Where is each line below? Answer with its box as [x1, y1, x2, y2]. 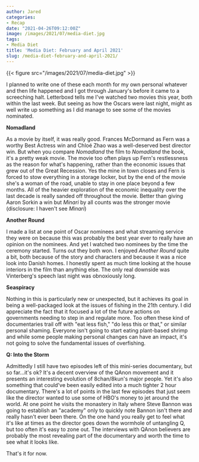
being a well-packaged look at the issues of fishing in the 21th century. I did [6, 301, 191, 309]
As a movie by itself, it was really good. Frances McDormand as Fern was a [6, 135, 190, 143]
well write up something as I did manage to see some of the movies [6, 106, 171, 113]
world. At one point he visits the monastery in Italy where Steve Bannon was [6, 400, 192, 407]
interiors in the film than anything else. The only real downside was [6, 266, 170, 273]
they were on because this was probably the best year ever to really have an [6, 234, 193, 241]
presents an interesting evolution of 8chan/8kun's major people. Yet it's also [6, 375, 193, 382]
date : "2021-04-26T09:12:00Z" [6, 25, 81, 32]
